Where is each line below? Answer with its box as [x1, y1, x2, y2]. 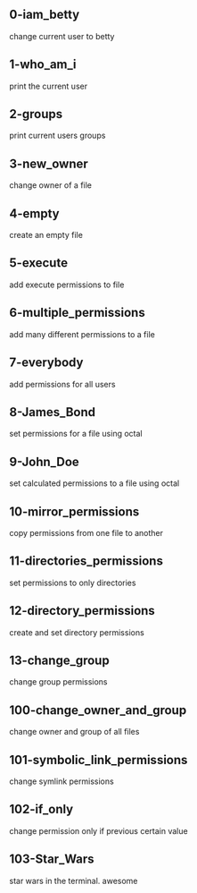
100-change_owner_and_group [9, 702, 187, 718]
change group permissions [9, 676, 109, 687]
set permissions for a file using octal [9, 429, 143, 439]
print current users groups [9, 130, 106, 141]
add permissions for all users [9, 378, 116, 389]
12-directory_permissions [9, 603, 156, 618]
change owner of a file [9, 180, 92, 191]
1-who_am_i [9, 57, 78, 72]
